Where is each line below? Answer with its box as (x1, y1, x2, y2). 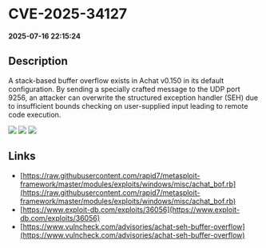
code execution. (8, 110, 62, 119)
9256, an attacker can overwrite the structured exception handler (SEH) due (8, 93, 258, 102)
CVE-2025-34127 (8, 5, 128, 23)
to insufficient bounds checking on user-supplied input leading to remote (8, 101, 248, 110)
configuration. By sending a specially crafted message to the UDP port (8, 84, 241, 94)
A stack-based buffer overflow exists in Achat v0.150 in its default (8, 75, 224, 85)
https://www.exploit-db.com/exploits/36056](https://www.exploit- (22, 205, 240, 214)
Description (8, 54, 68, 68)
